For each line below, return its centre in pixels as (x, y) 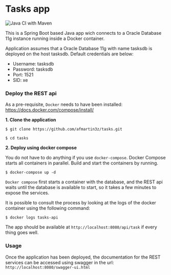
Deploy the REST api (31, 93)
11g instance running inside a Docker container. (55, 38)
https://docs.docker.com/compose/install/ (50, 110)
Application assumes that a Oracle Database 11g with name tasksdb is (79, 48)
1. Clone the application (31, 120)
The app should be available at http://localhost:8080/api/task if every (81, 227)
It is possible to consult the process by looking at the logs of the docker (81, 203)
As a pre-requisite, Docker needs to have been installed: (64, 104)
